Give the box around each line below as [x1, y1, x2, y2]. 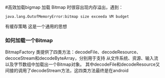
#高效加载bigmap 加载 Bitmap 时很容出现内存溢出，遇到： [5, 4, 124, 10]
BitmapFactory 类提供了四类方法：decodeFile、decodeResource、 [5, 49, 141, 55]
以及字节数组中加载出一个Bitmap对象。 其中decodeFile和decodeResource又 [5, 61, 160, 68]
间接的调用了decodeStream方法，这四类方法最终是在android [5, 68, 128, 74]
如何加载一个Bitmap [5, 37, 53, 43]
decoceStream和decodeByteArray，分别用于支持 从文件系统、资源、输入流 [5, 55, 159, 61]
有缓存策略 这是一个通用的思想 [5, 24, 67, 29]
